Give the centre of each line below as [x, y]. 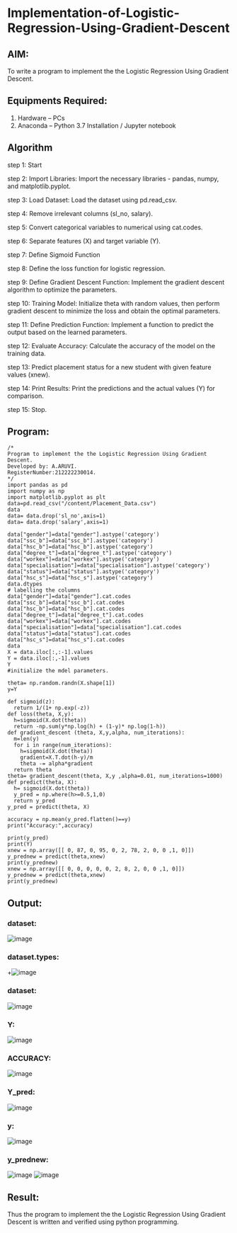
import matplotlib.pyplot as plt [57, 498]
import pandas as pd [38, 485]
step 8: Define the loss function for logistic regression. [87, 268]
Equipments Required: [57, 101]
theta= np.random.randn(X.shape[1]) [61, 683]
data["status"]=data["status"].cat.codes [69, 634]
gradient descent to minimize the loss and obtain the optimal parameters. [114, 311]
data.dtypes [25, 584]
